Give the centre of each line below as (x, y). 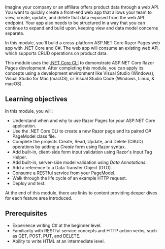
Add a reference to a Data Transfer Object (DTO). (62, 167)
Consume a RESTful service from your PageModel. (64, 173)
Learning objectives (36, 99)
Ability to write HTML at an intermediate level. (58, 241)
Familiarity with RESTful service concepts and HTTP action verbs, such (84, 230)
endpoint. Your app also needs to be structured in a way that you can (75, 23)
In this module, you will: (29, 111)
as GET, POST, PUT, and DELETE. (46, 236)
